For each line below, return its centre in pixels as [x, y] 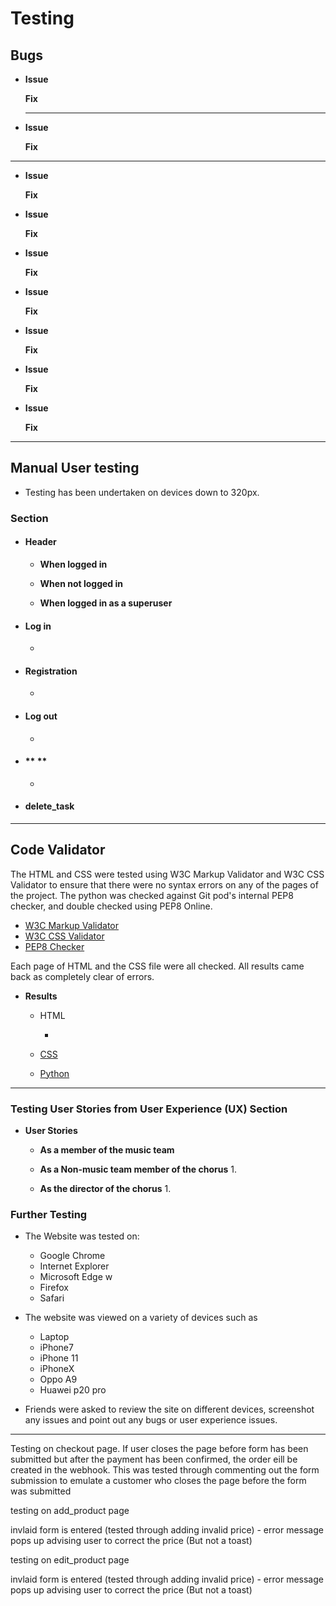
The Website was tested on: [82, 1236]
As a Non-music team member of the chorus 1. [138, 1169]
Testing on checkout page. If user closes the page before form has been [159, 1449]
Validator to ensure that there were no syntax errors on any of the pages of [164, 884]
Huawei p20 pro [73, 1390]
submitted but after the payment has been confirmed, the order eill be [154, 1459]
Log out [41, 716]
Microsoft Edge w [76, 1277]
